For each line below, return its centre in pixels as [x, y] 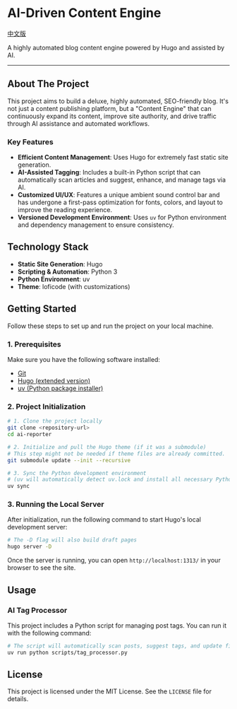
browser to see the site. [42, 568]
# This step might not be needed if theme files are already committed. [116, 454]
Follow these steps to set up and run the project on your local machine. [110, 326]
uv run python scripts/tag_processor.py [68, 652]
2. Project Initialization [47, 406]
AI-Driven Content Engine [84, 13]
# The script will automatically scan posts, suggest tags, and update [115, 646]
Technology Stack [48, 247]
